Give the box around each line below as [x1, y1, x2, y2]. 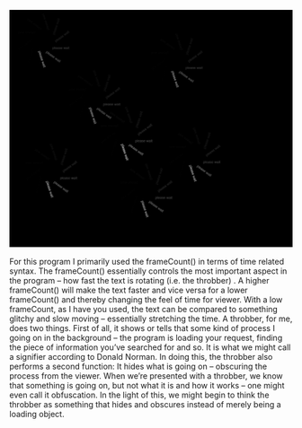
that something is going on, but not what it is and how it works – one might [9, 380, 285, 390]
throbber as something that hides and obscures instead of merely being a [9, 398, 281, 409]
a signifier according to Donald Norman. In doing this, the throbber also [9, 351, 273, 362]
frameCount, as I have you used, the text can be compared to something [9, 303, 279, 314]
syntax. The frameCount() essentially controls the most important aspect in [9, 266, 288, 276]
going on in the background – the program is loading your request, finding [9, 332, 283, 343]
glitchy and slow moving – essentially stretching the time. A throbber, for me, [9, 313, 293, 324]
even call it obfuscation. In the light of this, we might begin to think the [9, 389, 270, 400]
